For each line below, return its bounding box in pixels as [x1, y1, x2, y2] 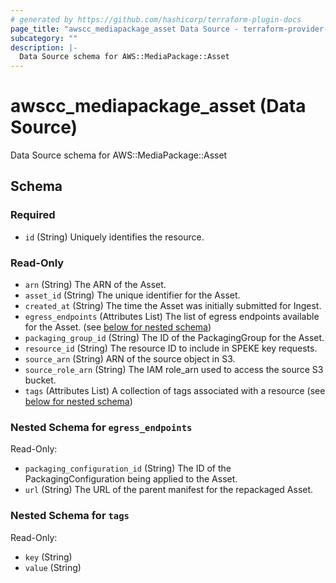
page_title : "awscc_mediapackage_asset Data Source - [10, 24, 240, 34]
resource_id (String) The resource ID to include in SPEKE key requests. [24, 342, 318, 355]
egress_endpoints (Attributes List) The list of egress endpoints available [24, 311, 320, 323]
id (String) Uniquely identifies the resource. [24, 231, 205, 243]
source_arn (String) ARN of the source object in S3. [24, 353, 236, 365]
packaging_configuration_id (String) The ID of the [24, 462, 232, 475]
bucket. [24, 374, 57, 386]
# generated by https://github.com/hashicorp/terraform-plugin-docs [10, 14, 302, 25]
